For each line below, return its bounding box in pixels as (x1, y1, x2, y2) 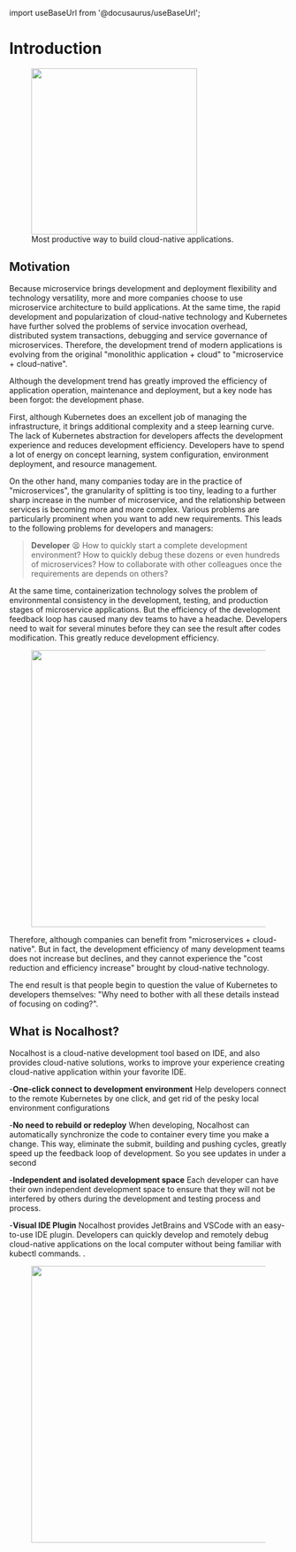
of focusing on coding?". (9, 998, 99, 1009)
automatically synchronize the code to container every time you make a (9, 1129, 269, 1139)
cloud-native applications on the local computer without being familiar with (9, 1238, 282, 1249)
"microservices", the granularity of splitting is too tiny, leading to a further (9, 485, 277, 495)
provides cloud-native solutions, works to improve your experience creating (9, 1057, 285, 1067)
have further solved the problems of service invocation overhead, (9, 321, 248, 331)
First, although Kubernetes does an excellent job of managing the (9, 411, 247, 422)
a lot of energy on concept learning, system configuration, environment (9, 449, 269, 460)
